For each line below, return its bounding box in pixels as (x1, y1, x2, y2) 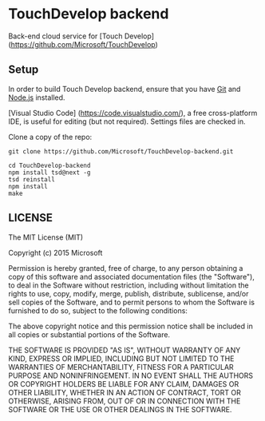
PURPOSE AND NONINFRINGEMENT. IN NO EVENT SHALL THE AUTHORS (8, 371, 254, 380)
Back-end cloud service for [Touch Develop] (8, 31, 154, 41)
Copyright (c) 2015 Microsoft (8, 248, 103, 257)
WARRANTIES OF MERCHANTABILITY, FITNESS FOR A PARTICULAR (8, 362, 234, 371)
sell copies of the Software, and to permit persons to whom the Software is (8, 297, 255, 307)
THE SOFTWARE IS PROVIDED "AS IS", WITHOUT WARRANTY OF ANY (8, 345, 241, 355)
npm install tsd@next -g (8, 169, 91, 177)
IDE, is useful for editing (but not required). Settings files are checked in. (8, 117, 246, 126)
